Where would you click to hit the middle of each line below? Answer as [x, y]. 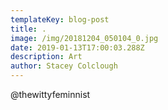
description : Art [46, 57]
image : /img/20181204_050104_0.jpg [84, 38]
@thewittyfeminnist [50, 94]
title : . [28, 29]
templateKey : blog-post [60, 19]
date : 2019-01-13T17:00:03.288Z [77, 47]
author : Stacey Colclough [64, 66]
